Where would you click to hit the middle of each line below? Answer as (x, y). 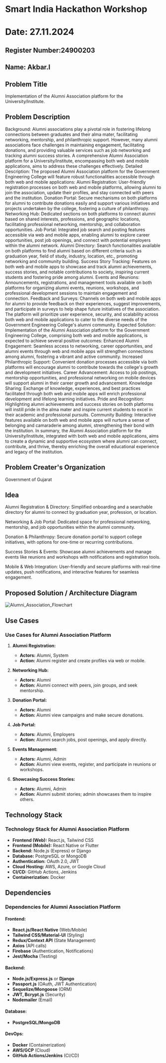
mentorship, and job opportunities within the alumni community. (70, 527)
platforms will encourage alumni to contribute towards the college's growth (82, 367)
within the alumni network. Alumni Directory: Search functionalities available (83, 245)
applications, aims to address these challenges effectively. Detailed (74, 166)
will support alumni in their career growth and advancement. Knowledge (79, 383)
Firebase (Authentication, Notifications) (53, 951)
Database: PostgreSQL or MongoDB (49, 856)
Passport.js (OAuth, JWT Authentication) (55, 984)
